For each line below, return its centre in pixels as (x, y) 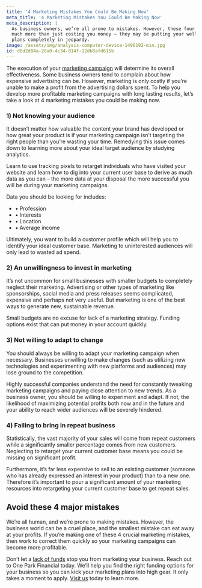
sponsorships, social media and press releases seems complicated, (90, 294)
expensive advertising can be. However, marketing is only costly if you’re (97, 81)
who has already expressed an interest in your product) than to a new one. (99, 475)
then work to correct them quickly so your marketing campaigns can (91, 541)
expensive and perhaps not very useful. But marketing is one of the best (96, 300)
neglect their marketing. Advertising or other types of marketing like (90, 287)
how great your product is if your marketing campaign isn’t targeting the (95, 135)
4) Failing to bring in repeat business (61, 425)
